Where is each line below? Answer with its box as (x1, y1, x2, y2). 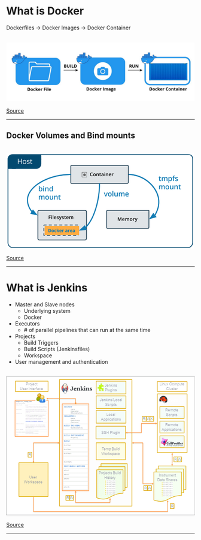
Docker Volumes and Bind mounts (6, 130, 136, 140)
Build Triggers (23, 339, 59, 346)
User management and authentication (14, 358, 108, 366)
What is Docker (6, 4, 84, 18)
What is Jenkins (6, 281, 88, 295)
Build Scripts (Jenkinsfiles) (23, 346, 90, 353)
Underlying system (23, 307, 71, 315)
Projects (14, 333, 36, 340)
